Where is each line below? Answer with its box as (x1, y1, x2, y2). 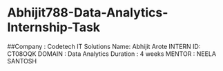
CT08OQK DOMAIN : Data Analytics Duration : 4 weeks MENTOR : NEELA (7, 50, 216, 58)
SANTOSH (7, 57, 37, 65)
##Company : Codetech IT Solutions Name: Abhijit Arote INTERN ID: (7, 42, 201, 50)
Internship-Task (7, 19, 101, 35)
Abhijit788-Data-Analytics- (7, 5, 168, 21)
